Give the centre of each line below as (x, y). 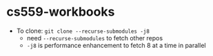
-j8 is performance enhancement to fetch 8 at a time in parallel (116, 45)
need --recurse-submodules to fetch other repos (95, 38)
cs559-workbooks (61, 12)
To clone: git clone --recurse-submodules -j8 (83, 31)
